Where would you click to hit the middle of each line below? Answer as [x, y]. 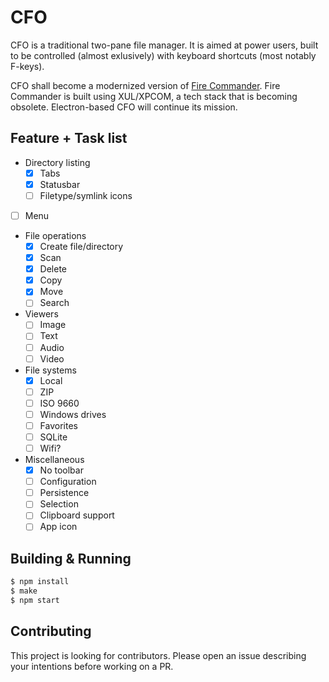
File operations [55, 235]
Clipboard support [77, 515]
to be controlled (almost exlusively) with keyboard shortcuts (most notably [163, 55]
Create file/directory [81, 246]
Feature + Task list [69, 138]
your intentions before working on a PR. [92, 666]
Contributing [51, 631]
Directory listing [57, 162]
